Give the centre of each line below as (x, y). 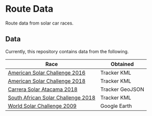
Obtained (122, 64)
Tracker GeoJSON (122, 89)
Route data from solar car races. (39, 23)
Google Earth (116, 106)
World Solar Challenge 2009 (42, 106)
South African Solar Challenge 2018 (52, 98)
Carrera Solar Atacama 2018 (43, 89)
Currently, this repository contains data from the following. (67, 51)
